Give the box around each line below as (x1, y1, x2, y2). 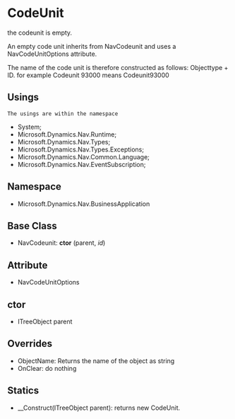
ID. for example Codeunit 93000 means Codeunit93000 (7, 71, 169, 79)
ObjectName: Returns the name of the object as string (17, 356, 175, 365)
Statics (7, 384, 40, 397)
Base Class (7, 219, 58, 231)
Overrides (7, 338, 53, 350)
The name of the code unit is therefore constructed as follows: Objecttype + (7, 63, 229, 71)
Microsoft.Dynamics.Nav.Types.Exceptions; (17, 145, 145, 154)
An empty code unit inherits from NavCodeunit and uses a (7, 42, 176, 50)
